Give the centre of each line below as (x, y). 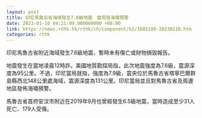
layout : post (23, 12)
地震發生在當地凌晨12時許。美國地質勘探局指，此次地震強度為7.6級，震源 (98, 66)
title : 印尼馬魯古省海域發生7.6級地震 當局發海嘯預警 (68, 18)
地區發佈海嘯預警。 (30, 88)
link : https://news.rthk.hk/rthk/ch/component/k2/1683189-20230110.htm (99, 29)
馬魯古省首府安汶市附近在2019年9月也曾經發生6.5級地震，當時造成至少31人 (101, 102)
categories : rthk (28, 35)
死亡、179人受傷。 (30, 109)
